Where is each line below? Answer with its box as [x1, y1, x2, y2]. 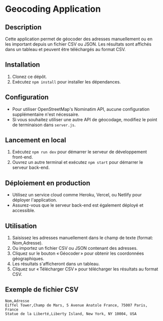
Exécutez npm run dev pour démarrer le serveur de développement [12, 149, 147, 155]
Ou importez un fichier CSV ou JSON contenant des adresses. [12, 245, 138, 251]
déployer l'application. [12, 197, 57, 203]
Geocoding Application [5, 3, 101, 15]
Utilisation [5, 222, 37, 230]
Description [5, 23, 42, 31]
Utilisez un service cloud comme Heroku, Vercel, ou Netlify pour [12, 192, 142, 198]
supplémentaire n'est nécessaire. [12, 111, 80, 117]
